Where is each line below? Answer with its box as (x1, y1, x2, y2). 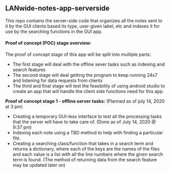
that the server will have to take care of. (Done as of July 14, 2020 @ (12, 119, 156, 125)
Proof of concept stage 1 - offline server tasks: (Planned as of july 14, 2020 (5, 98, 165, 104)
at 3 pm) (5, 104, 23, 110)
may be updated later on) (12, 162, 66, 168)
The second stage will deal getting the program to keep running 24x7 (12, 72, 158, 78)
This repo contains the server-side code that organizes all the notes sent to (5, 17, 162, 23)
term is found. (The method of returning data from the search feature (12, 157, 157, 163)
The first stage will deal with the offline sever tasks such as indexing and (12, 61, 165, 68)
